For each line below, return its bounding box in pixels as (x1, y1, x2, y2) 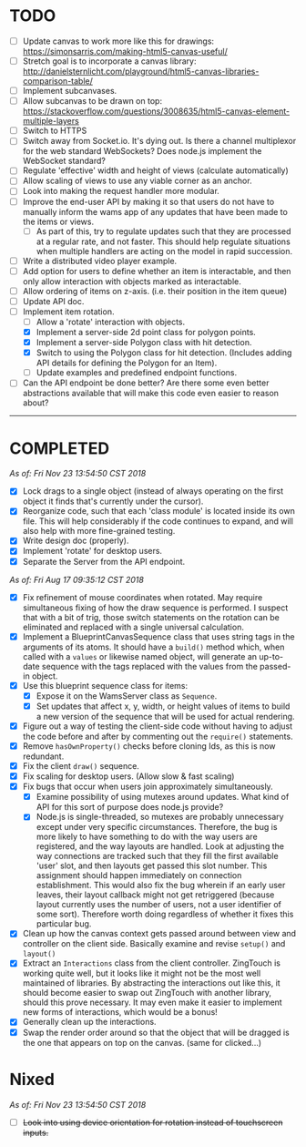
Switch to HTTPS (22, 125, 87, 137)
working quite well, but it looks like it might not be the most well (22, 968, 261, 979)
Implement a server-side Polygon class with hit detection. (36, 337, 252, 348)
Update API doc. (22, 295, 85, 306)
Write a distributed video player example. (22, 255, 178, 266)
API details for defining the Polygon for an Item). (36, 357, 218, 369)
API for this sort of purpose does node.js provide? (36, 802, 224, 813)
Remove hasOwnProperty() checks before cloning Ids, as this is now (22, 740, 276, 752)
